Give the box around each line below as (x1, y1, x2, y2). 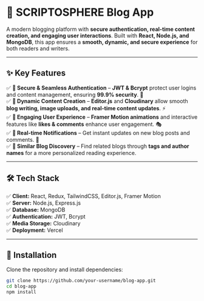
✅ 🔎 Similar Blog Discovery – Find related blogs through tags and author (6, 142, 189, 150)
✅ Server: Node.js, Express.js (6, 199, 81, 207)
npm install (6, 289, 36, 296)
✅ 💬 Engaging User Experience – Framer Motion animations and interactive (6, 113, 198, 121)
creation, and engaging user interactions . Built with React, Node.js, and (6, 31, 189, 39)
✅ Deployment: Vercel (6, 227, 63, 234)
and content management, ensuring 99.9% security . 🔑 (6, 91, 144, 98)
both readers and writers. (6, 45, 70, 52)
